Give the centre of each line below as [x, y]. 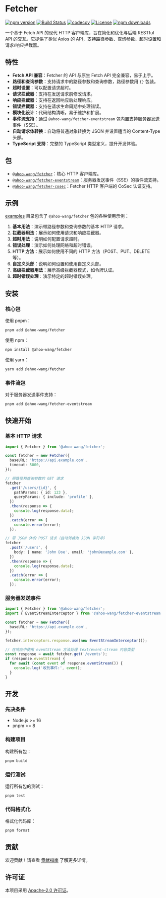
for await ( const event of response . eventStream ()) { [66, 663]
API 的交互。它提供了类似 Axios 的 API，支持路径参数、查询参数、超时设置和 [83, 39]
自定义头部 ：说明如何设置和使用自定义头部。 [58, 264]
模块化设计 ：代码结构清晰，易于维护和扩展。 [58, 112]
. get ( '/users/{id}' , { [33, 488]
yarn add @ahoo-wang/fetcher [35, 369]
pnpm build [16, 761]
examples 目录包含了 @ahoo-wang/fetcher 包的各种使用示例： [67, 216]
